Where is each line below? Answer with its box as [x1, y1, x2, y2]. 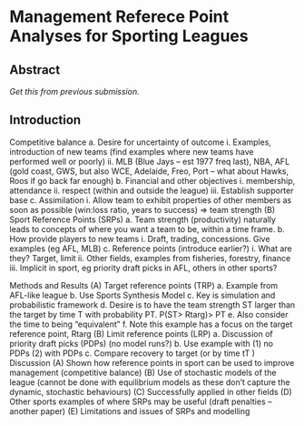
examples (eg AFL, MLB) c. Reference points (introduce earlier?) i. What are [9, 243, 292, 254]
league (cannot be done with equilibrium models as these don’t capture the [9, 376, 290, 388]
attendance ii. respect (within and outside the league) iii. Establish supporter [9, 185, 294, 196]
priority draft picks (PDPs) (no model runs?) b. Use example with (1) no [9, 338, 274, 349]
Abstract [9, 62, 61, 77]
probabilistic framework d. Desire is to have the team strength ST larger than [9, 299, 296, 310]
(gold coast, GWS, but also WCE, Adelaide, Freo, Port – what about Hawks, [9, 166, 289, 177]
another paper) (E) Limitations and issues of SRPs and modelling [9, 405, 250, 416]
